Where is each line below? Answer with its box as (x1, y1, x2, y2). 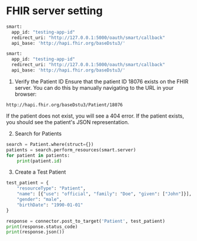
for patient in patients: (6, 152, 70, 158)
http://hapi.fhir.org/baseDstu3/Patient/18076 (6, 102, 123, 108)
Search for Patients (14, 130, 62, 137)
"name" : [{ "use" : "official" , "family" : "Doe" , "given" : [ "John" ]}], (17, 191, 192, 197)
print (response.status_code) (6, 223, 78, 230)
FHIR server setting (6, 4, 103, 18)
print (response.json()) (6, 229, 65, 235)
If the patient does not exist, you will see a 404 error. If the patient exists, (6, 112, 185, 119)
